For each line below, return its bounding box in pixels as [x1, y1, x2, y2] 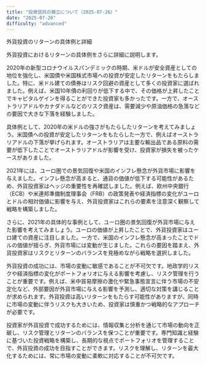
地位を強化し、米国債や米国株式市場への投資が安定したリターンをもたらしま [6, 72, 200, 79]
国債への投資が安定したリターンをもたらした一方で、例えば [22, 131, 172, 138]
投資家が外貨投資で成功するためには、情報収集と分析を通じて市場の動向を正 [6, 321, 200, 329]
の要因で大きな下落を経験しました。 [6, 110, 98, 117]
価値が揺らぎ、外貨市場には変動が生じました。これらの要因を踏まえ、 [17, 241, 194, 249]
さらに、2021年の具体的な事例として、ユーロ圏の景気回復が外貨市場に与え [6, 219, 196, 226]
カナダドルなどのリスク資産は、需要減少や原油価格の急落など [44, 103, 200, 110]
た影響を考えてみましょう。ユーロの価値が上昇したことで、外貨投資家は [6, 226, 188, 234]
